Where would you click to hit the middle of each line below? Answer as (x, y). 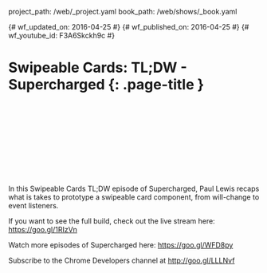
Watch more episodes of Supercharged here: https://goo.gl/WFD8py (121, 245)
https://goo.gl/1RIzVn (43, 229)
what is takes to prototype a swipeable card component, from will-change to (134, 197)
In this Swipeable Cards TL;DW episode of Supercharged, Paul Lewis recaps (134, 188)
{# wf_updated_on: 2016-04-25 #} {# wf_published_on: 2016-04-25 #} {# (129, 27)
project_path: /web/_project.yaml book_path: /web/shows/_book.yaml (123, 12)
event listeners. (33, 205)
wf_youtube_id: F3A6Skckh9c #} (62, 36)
